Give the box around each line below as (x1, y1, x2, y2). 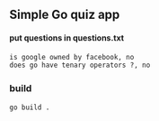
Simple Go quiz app (9, 7, 120, 23)
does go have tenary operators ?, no (9, 60, 151, 70)
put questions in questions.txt (9, 32, 124, 43)
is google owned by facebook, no (9, 52, 135, 61)
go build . (9, 103, 50, 112)
